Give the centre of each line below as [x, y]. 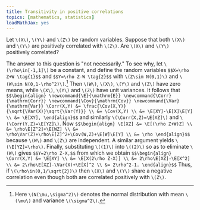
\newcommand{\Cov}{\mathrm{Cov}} [90, 101]
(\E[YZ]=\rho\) [25, 147]
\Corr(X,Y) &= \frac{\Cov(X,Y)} [86, 106]
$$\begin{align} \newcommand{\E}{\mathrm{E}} [63, 96]
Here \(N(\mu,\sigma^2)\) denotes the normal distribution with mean [99, 195]
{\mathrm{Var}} [25, 106]
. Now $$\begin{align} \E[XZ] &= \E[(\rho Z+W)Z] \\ [126, 124]
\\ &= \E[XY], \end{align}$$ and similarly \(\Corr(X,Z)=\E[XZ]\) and [93, 117]
